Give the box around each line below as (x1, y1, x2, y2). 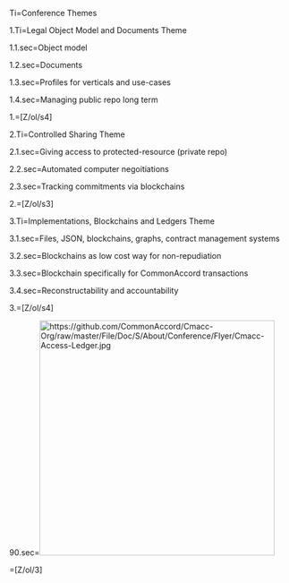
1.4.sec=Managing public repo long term (9, 94, 158, 105)
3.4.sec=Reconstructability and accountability (9, 286, 179, 296)
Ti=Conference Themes (9, 8, 98, 18)
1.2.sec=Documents (9, 60, 83, 70)
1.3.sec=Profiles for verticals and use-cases (9, 77, 172, 88)
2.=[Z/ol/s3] (9, 199, 54, 209)
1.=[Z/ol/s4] (9, 112, 53, 122)
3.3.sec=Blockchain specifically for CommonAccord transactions (9, 268, 249, 279)
